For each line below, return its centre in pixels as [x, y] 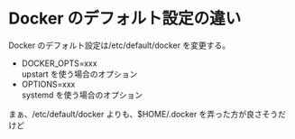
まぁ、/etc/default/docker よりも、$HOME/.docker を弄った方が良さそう [143, 114]
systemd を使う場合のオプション [82, 95]
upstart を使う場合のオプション [79, 74]
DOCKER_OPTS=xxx [59, 63]
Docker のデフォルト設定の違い [125, 19]
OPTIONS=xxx [48, 84]
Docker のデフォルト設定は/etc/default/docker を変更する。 [120, 45]
